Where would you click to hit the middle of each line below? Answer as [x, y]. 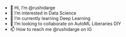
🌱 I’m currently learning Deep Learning [50, 18]
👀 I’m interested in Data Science [43, 13]
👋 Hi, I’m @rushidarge [33, 8]
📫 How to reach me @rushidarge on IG [51, 29]
